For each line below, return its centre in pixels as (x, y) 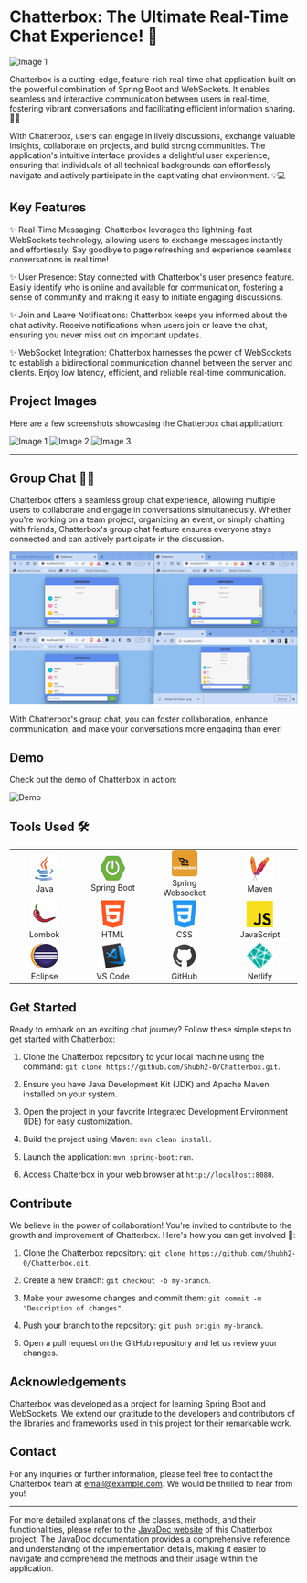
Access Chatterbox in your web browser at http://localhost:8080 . (148, 1175)
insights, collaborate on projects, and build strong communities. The (138, 145)
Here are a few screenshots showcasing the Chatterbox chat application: (147, 423)
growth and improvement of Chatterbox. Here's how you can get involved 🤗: (153, 1235)
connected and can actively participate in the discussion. (117, 539)
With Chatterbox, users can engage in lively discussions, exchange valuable (153, 135)
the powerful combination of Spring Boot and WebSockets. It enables (140, 89)
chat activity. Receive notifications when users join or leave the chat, (138, 325)
